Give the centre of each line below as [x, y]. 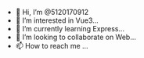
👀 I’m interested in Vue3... [57, 20]
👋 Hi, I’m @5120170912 [52, 12]
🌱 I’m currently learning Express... [70, 29]
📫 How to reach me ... [52, 46]
